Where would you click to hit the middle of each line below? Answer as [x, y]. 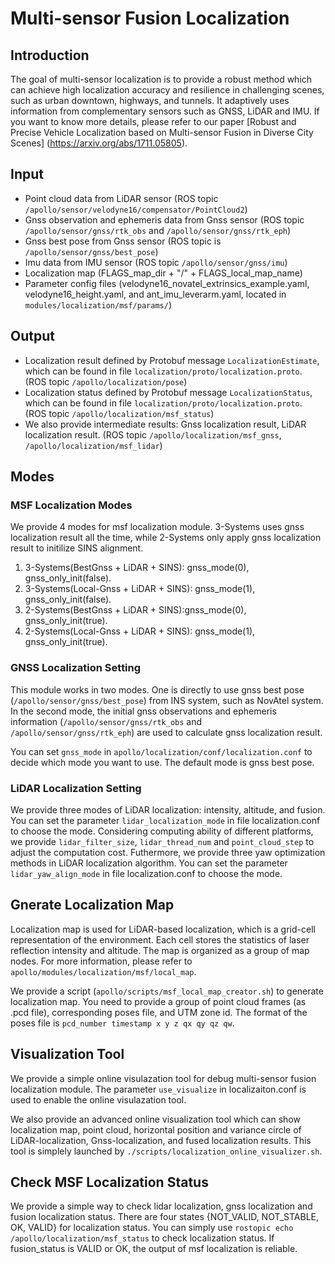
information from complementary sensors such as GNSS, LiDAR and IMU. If [165, 111]
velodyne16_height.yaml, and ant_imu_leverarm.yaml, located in [155, 294]
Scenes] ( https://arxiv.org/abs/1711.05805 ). [99, 143]
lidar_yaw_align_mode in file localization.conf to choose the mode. [146, 873]
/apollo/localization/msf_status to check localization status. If [142, 1238]
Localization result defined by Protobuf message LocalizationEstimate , [172, 360]
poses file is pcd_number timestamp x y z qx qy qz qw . [122, 1023]
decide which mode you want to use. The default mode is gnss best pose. [162, 762]
